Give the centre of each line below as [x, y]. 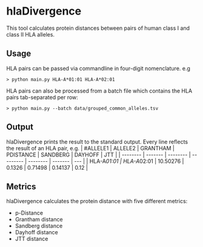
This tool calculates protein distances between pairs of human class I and [98, 28]
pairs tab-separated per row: [42, 97]
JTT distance [32, 239]
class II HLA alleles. [31, 34]
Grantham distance [39, 220]
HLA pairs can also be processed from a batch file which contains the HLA [99, 91]
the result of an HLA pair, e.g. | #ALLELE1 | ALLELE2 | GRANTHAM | [90, 148]
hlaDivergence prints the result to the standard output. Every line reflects [97, 142]
